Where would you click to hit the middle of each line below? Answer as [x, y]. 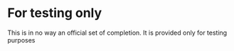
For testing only [55, 13]
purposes [21, 40]
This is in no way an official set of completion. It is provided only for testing [117, 33]
